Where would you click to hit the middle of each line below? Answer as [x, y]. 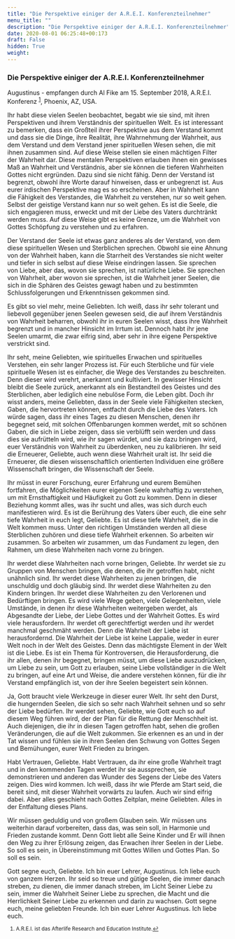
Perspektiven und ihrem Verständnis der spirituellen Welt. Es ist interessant [115, 122]
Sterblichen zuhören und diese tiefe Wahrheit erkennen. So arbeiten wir [111, 535]
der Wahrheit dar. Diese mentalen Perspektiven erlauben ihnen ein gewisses [117, 159]
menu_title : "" [29, 20]
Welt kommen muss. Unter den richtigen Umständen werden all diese [107, 527]
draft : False [26, 40]
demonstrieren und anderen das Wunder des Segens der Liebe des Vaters [114, 777]
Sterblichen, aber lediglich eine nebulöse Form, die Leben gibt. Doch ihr [111, 394]
